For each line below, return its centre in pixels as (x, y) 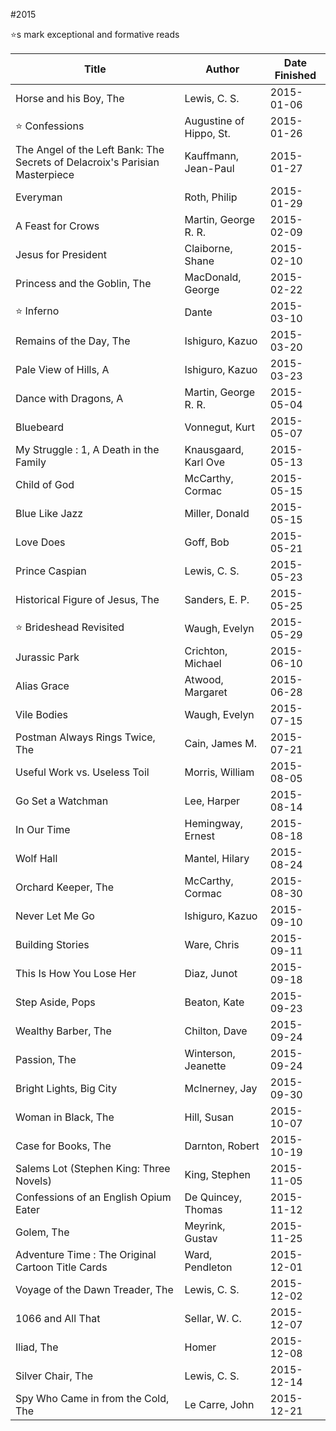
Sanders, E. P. (217, 599)
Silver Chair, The (54, 1376)
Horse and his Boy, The (70, 98)
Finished (295, 75)
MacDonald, (213, 277)
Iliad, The (37, 1347)
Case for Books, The (63, 1146)
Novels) (33, 1181)
